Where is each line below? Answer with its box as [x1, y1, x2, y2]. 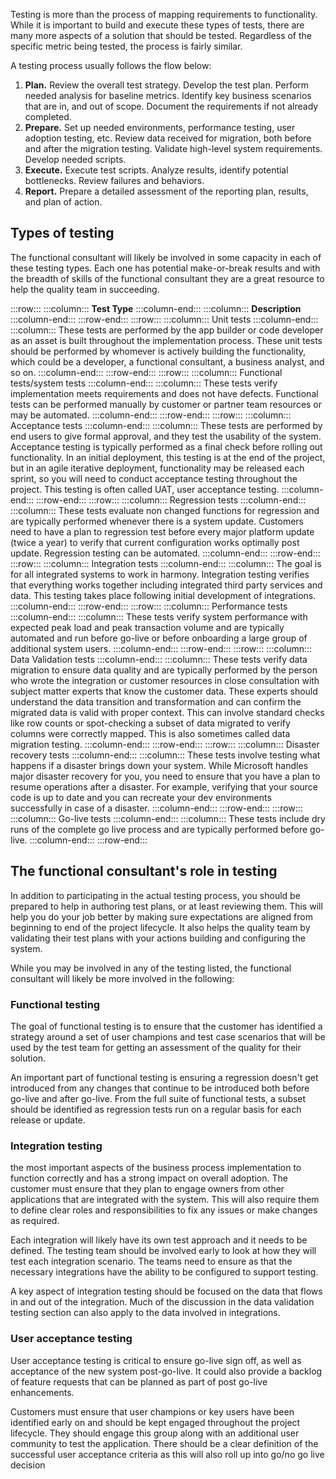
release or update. [10, 1114, 86, 1126]
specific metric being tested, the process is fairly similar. [10, 40, 243, 52]
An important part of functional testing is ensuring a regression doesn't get [10, 1071, 319, 1083]
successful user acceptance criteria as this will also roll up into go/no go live [10, 1448, 325, 1460]
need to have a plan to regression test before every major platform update [10, 525, 315, 538]
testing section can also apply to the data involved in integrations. [10, 1307, 281, 1319]
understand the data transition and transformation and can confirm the [10, 695, 302, 708]
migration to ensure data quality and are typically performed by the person [10, 664, 318, 676]
